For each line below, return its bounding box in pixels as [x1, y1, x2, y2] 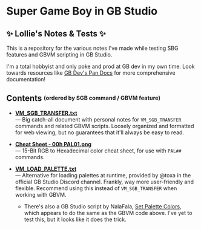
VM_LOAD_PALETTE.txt [15, 165, 77, 173]
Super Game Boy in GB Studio [6, 4, 158, 18]
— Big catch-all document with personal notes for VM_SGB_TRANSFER [15, 115, 182, 123]
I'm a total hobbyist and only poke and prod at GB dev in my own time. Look [6, 63, 195, 70]
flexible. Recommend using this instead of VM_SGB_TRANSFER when [15, 184, 177, 192]
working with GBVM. [15, 191, 67, 198]
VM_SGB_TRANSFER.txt [15, 109, 77, 117]
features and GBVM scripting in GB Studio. [6, 51, 113, 58]
